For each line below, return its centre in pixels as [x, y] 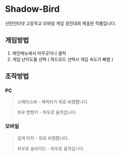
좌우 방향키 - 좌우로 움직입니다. [47, 112]
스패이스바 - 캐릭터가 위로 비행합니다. [53, 102]
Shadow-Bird [32, 9]
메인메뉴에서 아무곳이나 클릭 [39, 53]
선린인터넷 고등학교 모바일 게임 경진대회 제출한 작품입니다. [61, 23]
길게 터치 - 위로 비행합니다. [43, 138]
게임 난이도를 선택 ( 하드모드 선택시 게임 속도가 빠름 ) [63, 59]
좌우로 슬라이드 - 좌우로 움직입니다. [51, 148]
